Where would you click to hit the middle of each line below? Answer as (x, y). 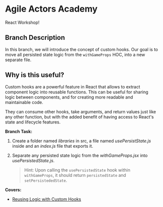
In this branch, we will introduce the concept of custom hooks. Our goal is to (81, 49)
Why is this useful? (35, 75)
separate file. (18, 60)
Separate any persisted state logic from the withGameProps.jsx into (80, 155)
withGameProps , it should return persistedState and (75, 175)
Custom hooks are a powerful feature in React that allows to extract (72, 86)
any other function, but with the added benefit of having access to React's (80, 117)
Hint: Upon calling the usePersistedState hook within (77, 170)
